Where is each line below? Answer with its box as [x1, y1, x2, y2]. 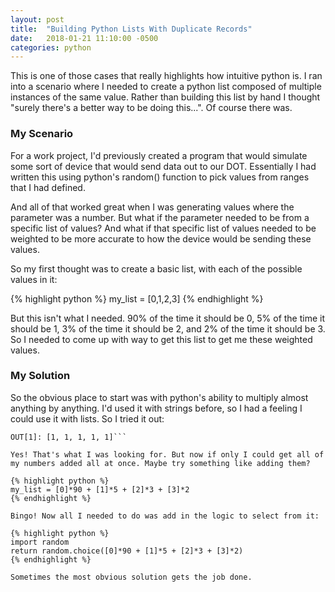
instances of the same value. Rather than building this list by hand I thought [10, 91, 321, 103]
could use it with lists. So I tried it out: [10, 412, 165, 425]
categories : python [10, 42, 92, 53]
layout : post [10, 14, 65, 25]
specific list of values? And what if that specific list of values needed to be [10, 222, 317, 234]
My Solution [10, 369, 71, 383]
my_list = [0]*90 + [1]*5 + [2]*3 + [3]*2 [10, 484, 190, 495]
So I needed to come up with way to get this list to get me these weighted [10, 333, 313, 345]
